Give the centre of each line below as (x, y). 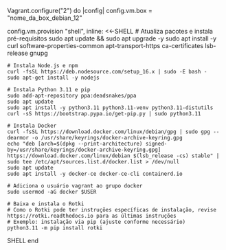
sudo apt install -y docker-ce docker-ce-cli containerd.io (95, 174)
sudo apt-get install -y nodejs (53, 78)
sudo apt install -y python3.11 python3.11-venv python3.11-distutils (110, 108)
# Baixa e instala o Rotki (46, 204)
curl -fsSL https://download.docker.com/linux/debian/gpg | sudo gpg (109, 132)
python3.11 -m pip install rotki (55, 228)
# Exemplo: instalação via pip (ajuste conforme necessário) (97, 222)
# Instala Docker (32, 126)
